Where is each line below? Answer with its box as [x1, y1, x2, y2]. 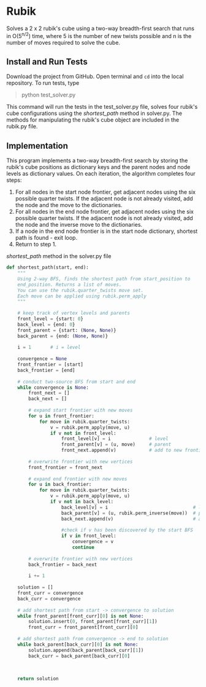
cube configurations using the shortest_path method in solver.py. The [6, 109, 183, 117]
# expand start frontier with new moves [28, 407, 133, 414]
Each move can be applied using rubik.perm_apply [17, 293, 147, 299]
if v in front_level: [61, 533, 116, 539]
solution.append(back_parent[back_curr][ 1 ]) [28, 647, 144, 653]
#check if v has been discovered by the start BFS [61, 527, 193, 533]
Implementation [6, 140, 69, 151]
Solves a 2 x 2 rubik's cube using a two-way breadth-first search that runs [6, 25, 195, 32]
